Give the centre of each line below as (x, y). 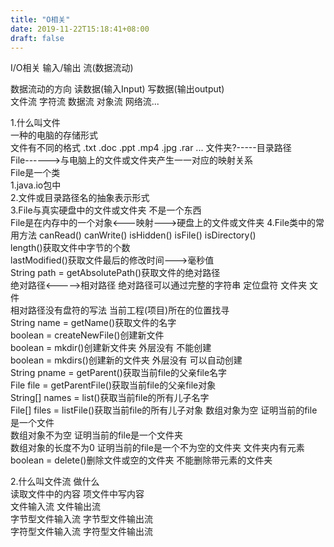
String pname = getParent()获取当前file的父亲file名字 (119, 373)
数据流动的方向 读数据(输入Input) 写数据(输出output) (117, 89)
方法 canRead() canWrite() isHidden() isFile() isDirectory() (137, 235)
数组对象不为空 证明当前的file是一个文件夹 (97, 435)
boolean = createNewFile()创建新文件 (87, 335)
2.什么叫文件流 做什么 (55, 482)
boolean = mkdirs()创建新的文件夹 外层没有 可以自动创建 (126, 360)
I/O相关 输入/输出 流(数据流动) (72, 68)
